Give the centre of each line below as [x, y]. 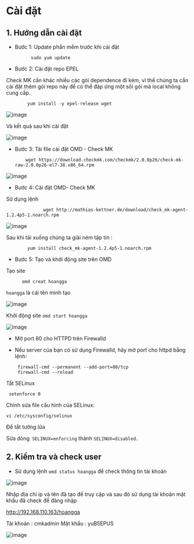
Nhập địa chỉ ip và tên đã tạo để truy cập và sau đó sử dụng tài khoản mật [96, 494]
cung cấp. [18, 93]
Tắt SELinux [21, 383]
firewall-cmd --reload [45, 372]
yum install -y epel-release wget [70, 104]
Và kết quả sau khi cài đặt [37, 126]
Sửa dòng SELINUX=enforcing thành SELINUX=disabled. [72, 438]
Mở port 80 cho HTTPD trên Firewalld [60, 338]
